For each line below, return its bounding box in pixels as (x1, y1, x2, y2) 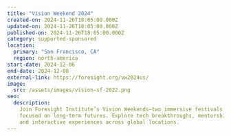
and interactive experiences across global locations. (19, 118, 180, 126)
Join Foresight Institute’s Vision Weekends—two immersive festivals (19, 106, 223, 113)
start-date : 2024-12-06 (7, 61, 76, 68)
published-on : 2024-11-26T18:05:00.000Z (7, 29, 125, 36)
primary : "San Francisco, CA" (13, 49, 100, 56)
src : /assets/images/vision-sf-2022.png (13, 87, 131, 93)
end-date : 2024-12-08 (7, 67, 69, 74)
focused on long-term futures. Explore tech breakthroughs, (19, 112, 195, 119)
